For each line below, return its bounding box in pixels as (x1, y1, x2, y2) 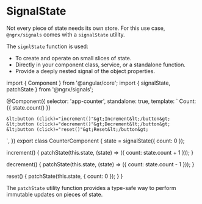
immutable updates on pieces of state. (6, 191, 103, 198)
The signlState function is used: (6, 43, 88, 50)
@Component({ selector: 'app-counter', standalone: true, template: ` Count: (6, 97, 197, 105)
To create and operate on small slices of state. (15, 54, 132, 62)
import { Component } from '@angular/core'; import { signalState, (6, 79, 171, 86)
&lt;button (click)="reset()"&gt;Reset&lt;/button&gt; (6, 126, 149, 132)
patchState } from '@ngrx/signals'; (6, 85, 93, 93)
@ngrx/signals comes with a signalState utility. (6, 30, 125, 38)
